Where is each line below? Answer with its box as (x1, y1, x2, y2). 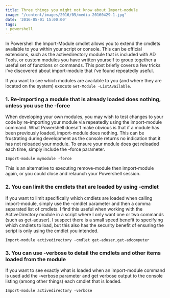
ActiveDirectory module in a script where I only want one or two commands (5, 211, 164, 217)
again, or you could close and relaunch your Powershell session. (5, 171, 141, 177)
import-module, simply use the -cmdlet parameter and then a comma (5, 200, 151, 207)
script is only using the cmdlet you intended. (5, 227, 99, 234)
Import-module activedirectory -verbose (5, 288, 93, 293)
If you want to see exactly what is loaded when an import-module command (5, 267, 165, 273)
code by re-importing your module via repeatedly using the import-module (5, 119, 162, 125)
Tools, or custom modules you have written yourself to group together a (5, 57, 157, 63)
